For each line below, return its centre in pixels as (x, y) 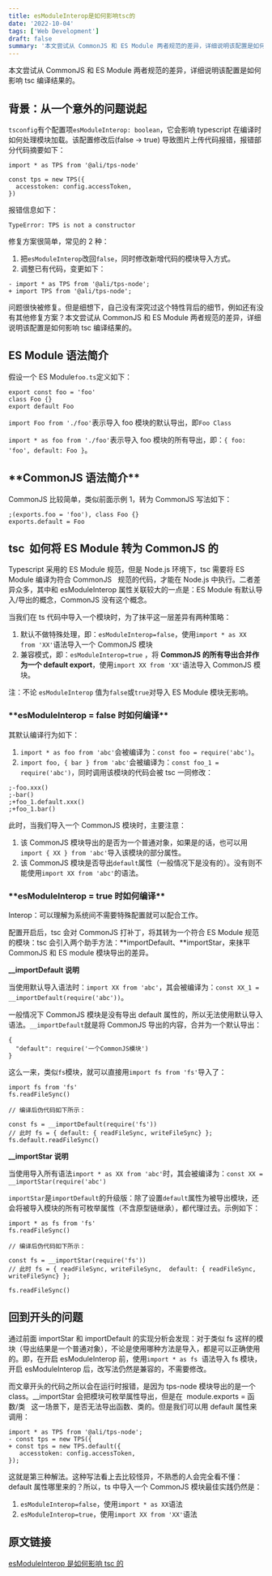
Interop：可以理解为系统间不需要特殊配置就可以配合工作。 (105, 915)
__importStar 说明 (38, 1156)
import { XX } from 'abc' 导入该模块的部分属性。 (103, 852)
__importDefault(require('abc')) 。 (68, 997)
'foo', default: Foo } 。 (50, 450)
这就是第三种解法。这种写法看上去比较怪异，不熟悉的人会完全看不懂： (125, 1476)
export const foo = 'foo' (52, 392)
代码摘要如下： (40, 149)
